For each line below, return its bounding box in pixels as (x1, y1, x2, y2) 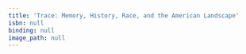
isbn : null (8, 19, 44, 27)
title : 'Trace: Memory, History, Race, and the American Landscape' (8, 11, 240, 20)
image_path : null (8, 33, 66, 42)
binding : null (8, 26, 56, 34)
